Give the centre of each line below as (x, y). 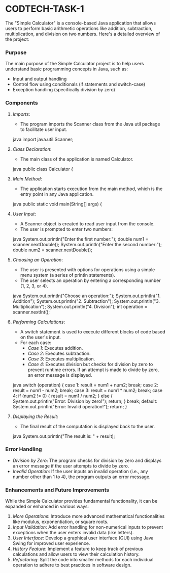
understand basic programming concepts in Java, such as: (67, 69)
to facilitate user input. (44, 129)
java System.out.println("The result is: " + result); (64, 436)
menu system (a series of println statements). (68, 275)
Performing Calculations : (39, 322)
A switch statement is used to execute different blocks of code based (93, 331)
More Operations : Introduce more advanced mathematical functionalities (89, 516)
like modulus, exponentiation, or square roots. (60, 522)
